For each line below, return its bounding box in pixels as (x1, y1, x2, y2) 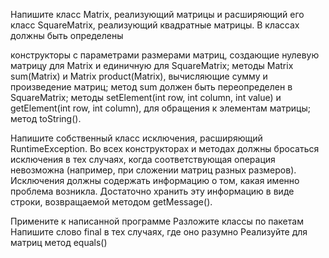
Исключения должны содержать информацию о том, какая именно (10, 175, 300, 186)
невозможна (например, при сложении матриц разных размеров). (10, 164, 297, 176)
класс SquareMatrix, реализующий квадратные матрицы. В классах (10, 19, 300, 31)
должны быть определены (10, 30, 124, 41)
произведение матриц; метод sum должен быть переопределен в (10, 81, 293, 93)
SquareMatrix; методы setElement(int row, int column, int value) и (10, 92, 282, 103)
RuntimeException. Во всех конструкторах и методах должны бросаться (10, 143, 320, 154)
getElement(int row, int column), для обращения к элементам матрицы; (10, 102, 311, 114)
